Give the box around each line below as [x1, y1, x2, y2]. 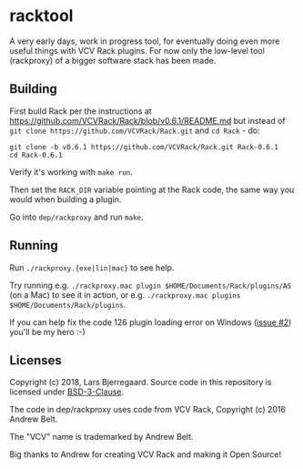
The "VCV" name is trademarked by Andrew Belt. [9, 432, 194, 443]
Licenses [9, 352, 62, 368]
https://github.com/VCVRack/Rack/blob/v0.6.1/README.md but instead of [9, 115, 287, 126]
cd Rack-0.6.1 [9, 150, 64, 159]
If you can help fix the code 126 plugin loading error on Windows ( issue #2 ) [9, 316, 292, 328]
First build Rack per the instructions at [9, 106, 152, 117]
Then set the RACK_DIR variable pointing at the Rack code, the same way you [9, 184, 295, 195]
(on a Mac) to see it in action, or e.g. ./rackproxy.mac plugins [9, 289, 241, 301]
